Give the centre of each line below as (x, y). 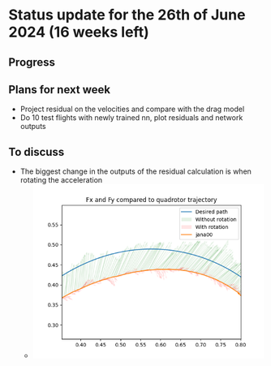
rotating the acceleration (61, 180)
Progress (32, 62)
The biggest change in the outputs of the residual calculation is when (135, 171)
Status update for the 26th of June (127, 15)
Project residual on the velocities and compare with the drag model (132, 109)
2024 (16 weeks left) (79, 32)
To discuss (37, 152)
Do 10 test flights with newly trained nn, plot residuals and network (131, 118)
